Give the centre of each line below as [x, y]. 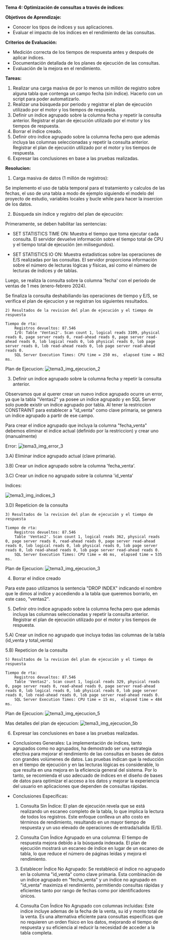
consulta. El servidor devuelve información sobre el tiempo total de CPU [88, 239]
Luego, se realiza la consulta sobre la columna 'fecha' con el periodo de [81, 280]
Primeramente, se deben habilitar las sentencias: [56, 224]
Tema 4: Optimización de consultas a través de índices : [65, 7]
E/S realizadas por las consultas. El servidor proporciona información [85, 260]
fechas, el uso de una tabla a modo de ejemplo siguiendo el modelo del [80, 193]
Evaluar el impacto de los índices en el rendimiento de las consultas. [84, 32]
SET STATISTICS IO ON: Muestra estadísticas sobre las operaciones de [87, 254]
